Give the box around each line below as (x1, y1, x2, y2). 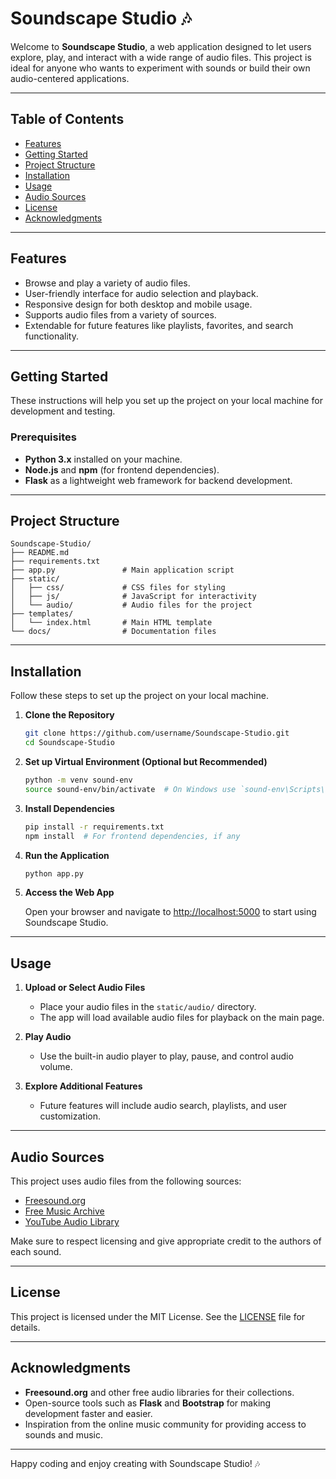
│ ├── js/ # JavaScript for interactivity (10, 592, 257, 602)
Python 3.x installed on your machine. (24, 453, 183, 465)
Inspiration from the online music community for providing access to (24, 1418, 307, 1430)
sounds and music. (24, 1428, 104, 1441)
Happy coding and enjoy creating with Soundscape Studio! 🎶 (10, 1457, 261, 1469)
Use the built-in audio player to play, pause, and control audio (39, 1050, 294, 1062)
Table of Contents (10, 111, 125, 128)
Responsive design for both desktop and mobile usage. (24, 298, 253, 310)
